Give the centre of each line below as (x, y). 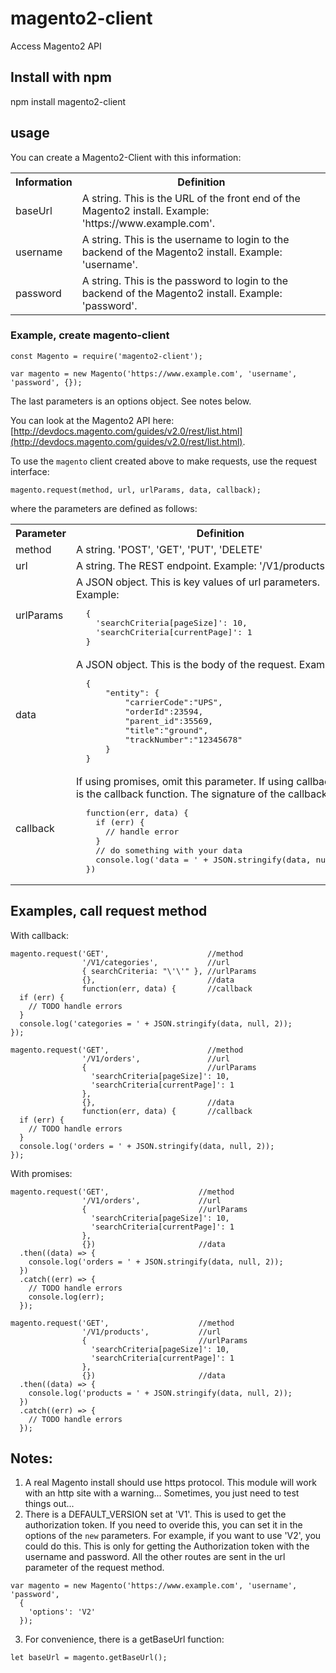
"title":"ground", (166, 730)
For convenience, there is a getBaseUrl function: (124, 1639)
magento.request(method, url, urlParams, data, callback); (136, 490)
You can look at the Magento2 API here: (92, 420)
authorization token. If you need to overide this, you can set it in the (163, 1525)
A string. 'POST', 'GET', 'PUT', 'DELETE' (169, 549)
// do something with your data (169, 850)
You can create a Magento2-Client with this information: (126, 157)
